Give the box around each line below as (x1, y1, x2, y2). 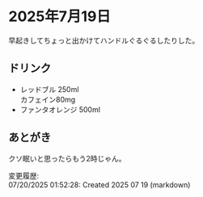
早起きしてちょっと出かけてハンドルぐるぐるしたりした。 (8, 36, 200, 45)
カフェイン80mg (19, 94, 76, 104)
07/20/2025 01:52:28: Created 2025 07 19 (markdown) (8, 179, 191, 190)
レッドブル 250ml (19, 84, 79, 94)
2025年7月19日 (8, 7, 112, 26)
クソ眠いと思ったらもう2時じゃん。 (8, 153, 127, 163)
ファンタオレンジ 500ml (19, 104, 101, 114)
